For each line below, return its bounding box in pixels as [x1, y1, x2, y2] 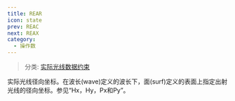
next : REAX [7, 29, 39, 37]
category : [7, 36, 36, 43]
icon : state [7, 17, 42, 24]
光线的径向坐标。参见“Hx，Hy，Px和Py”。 [7, 86, 130, 94]
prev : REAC [7, 23, 39, 30]
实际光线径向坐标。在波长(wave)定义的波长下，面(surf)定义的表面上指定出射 [7, 77, 228, 86]
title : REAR [7, 10, 42, 17]
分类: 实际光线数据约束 [24, 63, 90, 70]
